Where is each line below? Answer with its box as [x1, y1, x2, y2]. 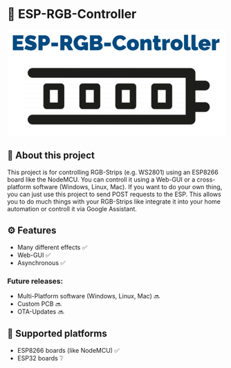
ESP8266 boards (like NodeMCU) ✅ [17, 346, 120, 354]
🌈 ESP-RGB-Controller [7, 6, 137, 22]
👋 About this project [7, 150, 95, 162]
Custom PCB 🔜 [17, 300, 62, 308]
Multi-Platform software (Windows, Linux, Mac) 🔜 [17, 291, 160, 300]
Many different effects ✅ [17, 243, 88, 251]
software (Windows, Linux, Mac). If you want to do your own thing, [32, 182, 223, 191]
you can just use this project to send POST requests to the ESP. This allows [7, 190, 221, 198]
